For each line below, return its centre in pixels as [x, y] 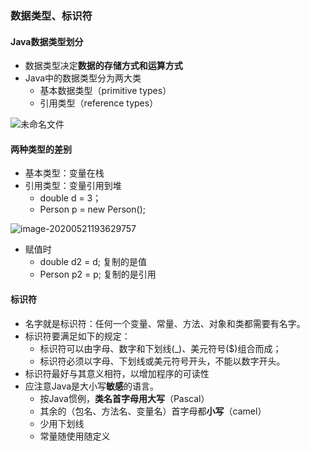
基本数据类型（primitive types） [105, 91]
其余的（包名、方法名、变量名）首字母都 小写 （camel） [153, 411]
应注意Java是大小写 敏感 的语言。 [92, 386]
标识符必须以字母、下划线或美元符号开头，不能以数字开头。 [162, 361]
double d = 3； [70, 198]
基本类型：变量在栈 [64, 173]
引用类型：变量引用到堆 [73, 186]
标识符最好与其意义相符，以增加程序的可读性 [117, 373]
